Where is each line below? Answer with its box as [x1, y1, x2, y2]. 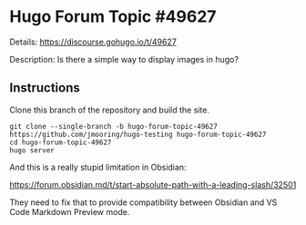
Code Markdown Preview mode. [9, 206, 130, 217]
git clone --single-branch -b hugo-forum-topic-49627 [9, 122, 219, 131]
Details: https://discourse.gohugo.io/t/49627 [9, 36, 178, 47]
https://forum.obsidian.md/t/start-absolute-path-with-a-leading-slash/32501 [9, 179, 297, 190]
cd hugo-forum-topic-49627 [9, 138, 112, 147]
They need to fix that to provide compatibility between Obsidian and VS [9, 197, 278, 208]
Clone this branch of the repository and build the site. [9, 104, 209, 115]
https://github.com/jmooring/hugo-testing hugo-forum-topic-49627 [9, 130, 267, 139]
